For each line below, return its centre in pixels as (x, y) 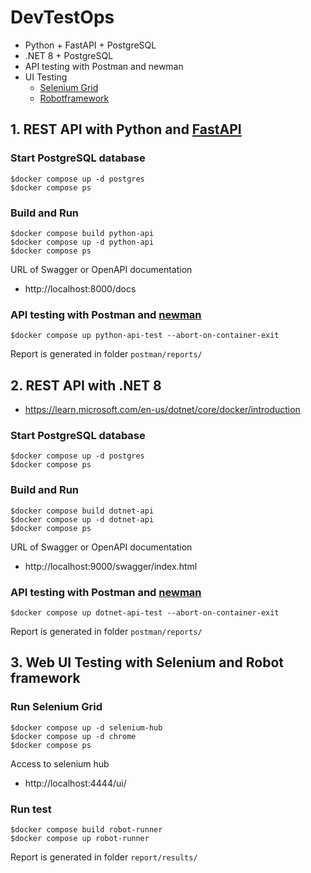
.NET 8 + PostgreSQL (69, 55)
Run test (31, 809)
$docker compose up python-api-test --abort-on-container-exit (145, 336)
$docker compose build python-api (82, 233)
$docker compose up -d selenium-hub (86, 727)
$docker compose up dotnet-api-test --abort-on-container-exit (145, 612)
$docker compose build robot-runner (86, 829)
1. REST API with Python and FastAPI (126, 129)
